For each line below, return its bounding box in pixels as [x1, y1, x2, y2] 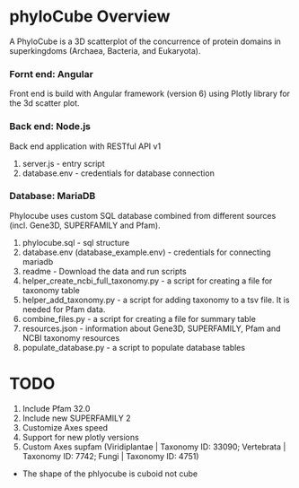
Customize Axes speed [22, 422, 109, 432]
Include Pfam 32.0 [22, 403, 91, 414]
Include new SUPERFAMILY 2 [22, 413, 131, 423]
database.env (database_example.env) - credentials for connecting [22, 247, 271, 257]
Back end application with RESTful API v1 [9, 141, 162, 152]
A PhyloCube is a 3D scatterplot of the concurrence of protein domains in [9, 36, 281, 47]
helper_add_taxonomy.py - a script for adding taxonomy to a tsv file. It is [22, 294, 290, 305]
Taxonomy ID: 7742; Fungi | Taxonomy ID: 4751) [22, 450, 199, 461]
